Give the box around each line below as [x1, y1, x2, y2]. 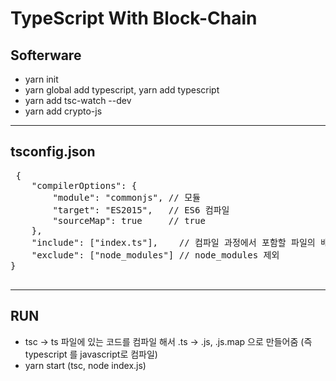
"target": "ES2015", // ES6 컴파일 [52, 204, 230, 216]
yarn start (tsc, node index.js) [24, 359, 147, 371]
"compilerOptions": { [31, 180, 138, 191]
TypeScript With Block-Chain [10, 7, 258, 30]
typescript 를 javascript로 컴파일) [24, 348, 158, 360]
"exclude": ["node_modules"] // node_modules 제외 [31, 249, 280, 261]
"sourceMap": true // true [52, 215, 206, 226]
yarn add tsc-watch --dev [24, 95, 132, 106]
